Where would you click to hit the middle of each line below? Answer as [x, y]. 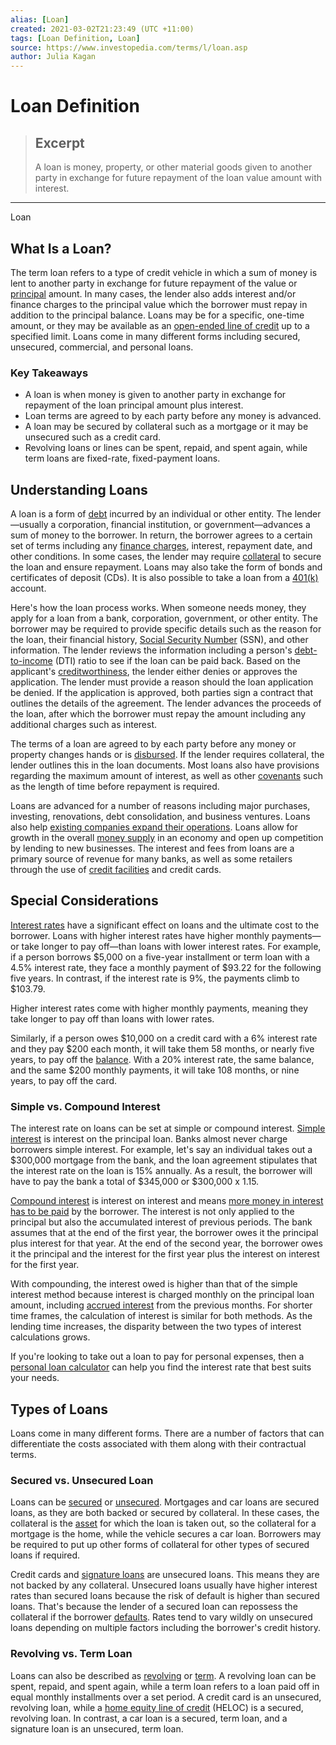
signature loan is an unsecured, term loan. [97, 1728]
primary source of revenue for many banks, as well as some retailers [151, 859]
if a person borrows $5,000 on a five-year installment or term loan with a [160, 957]
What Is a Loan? [61, 248]
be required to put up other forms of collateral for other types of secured [160, 1545]
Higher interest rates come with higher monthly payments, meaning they [159, 1008]
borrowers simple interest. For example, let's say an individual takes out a [161, 1150]
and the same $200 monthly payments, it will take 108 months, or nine [155, 1070]
